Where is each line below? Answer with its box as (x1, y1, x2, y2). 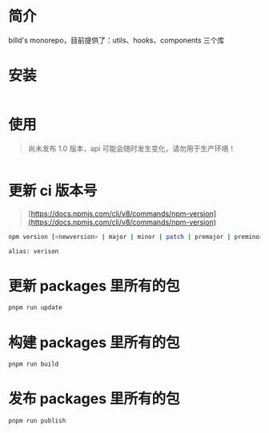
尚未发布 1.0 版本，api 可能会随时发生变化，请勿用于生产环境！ (27, 144, 236, 153)
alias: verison (8, 247, 59, 255)
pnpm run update (8, 304, 62, 312)
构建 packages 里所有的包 (8, 334, 180, 351)
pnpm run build (8, 360, 59, 369)
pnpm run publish (8, 417, 66, 425)
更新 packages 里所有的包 (8, 277, 180, 295)
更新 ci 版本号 (8, 182, 98, 200)
